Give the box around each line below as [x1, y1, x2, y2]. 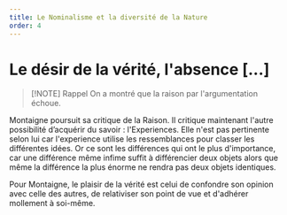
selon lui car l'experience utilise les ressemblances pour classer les [9, 134, 255, 144]
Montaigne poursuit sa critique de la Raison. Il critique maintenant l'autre [9, 115, 274, 126]
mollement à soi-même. [9, 198, 96, 209]
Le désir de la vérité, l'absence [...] [9, 59, 270, 80]
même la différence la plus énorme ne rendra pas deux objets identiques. [9, 162, 276, 173]
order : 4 [9, 21, 42, 30]
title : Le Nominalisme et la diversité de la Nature [9, 12, 208, 22]
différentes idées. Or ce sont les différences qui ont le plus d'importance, [9, 143, 276, 154]
